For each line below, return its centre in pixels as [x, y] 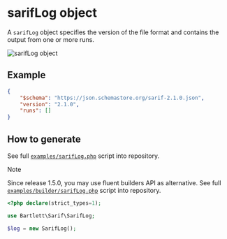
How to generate [44, 139]
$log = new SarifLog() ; [42, 229]
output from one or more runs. [51, 39]
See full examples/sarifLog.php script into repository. [83, 156]
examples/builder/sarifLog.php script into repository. [84, 190]
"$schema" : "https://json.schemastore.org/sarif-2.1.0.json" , [112, 98]
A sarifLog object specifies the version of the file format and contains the [113, 32]
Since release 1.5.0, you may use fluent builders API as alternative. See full [114, 182]
